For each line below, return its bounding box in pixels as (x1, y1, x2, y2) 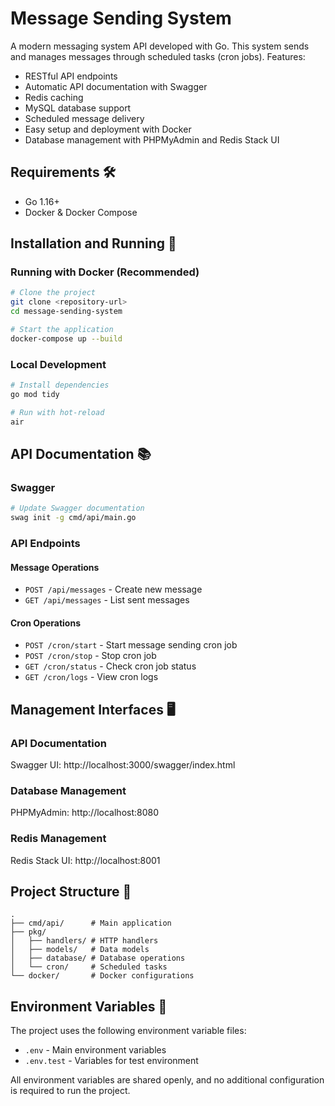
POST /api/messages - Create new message (24, 583, 203, 596)
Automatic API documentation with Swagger (24, 80, 208, 92)
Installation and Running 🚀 (10, 235, 177, 252)
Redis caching (24, 91, 84, 103)
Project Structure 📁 (10, 883, 132, 901)
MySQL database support (24, 102, 132, 114)
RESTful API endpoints (24, 70, 118, 82)
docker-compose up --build (10, 333, 123, 344)
